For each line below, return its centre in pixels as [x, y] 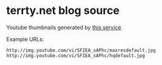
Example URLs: [25, 39]
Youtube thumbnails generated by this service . [65, 27]
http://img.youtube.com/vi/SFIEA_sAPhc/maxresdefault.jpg [81, 50]
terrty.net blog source [63, 11]
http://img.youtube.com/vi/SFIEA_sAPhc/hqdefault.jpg [76, 55]
